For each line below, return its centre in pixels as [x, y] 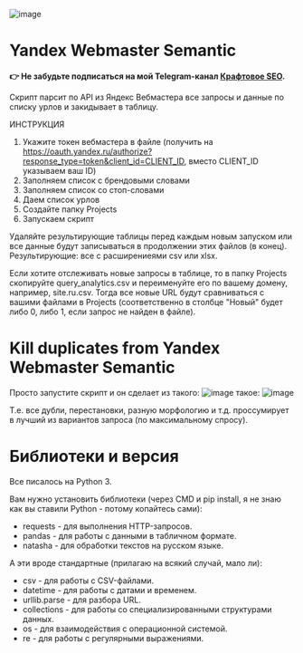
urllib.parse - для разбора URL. [82, 600]
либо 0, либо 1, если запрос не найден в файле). [103, 312]
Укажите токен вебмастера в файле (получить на [118, 141]
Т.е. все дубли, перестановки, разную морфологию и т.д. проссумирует [149, 410]
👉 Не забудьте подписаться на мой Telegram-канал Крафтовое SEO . [147, 76]
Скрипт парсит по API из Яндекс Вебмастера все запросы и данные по [147, 97]
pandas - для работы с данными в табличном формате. [129, 535]
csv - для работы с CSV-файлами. [88, 581]
